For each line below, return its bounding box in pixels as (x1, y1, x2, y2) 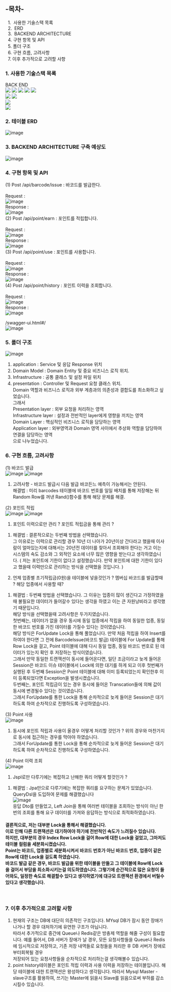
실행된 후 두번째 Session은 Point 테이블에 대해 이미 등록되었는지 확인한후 (12, 668, 159, 675)
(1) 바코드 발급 (5, 465, 34, 471)
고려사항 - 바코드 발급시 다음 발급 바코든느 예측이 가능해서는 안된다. (12, 481, 147, 487)
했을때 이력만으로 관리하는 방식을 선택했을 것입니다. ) (18, 564, 124, 570)
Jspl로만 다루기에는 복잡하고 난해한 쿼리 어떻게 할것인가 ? (12, 774, 128, 780)
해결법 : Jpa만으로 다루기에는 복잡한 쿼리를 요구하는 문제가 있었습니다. (12, 785, 153, 791)
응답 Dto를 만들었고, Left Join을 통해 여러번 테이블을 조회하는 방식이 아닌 (12, 803, 158, 809)
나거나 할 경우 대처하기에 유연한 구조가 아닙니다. (12, 924, 108, 930)
